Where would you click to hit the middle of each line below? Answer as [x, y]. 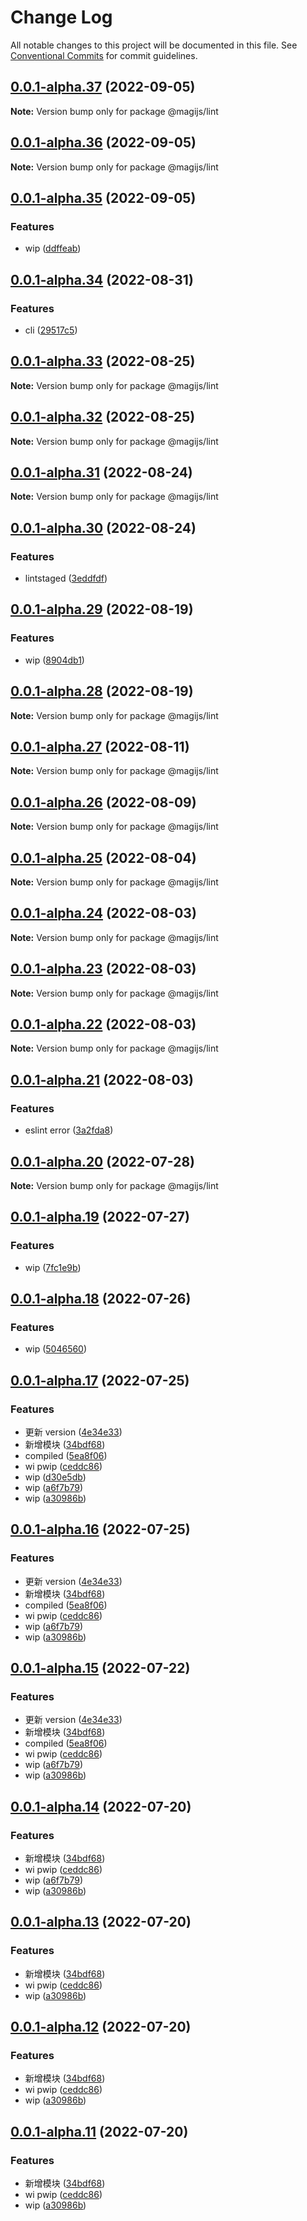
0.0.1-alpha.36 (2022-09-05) [103, 142]
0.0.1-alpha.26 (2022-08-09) [103, 802]
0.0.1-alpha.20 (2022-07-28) [102, 1161]
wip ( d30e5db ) [55, 1477]
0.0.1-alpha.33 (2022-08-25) [103, 361]
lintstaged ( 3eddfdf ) [66, 578]
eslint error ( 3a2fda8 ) [69, 1130]
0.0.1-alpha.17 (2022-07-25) [100, 1380]
